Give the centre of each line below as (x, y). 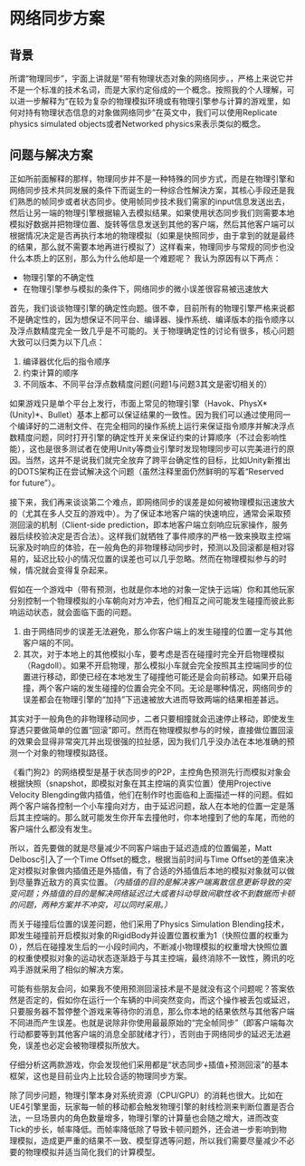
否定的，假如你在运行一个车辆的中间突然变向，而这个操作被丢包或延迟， (160, 1000)
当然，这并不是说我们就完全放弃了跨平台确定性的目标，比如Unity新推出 (158, 460)
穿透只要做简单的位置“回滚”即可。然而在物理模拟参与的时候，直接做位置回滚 (152, 730)
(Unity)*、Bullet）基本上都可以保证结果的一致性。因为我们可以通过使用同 (146, 415)
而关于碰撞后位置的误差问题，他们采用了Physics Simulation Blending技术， (149, 924)
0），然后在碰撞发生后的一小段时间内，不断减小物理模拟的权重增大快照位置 (148, 946)
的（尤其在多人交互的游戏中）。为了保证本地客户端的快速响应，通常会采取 (146, 513)
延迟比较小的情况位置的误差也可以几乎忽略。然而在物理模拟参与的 (156, 558)
